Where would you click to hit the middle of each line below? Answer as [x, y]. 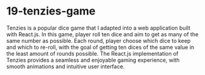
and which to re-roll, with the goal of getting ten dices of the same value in [100, 47]
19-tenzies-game [51, 11]
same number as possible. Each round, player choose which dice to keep [99, 41]
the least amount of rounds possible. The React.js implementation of [92, 53]
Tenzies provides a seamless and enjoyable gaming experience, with [93, 60]
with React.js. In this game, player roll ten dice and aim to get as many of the [102, 34]
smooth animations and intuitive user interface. [65, 66]
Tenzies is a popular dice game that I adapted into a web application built [99, 28]
